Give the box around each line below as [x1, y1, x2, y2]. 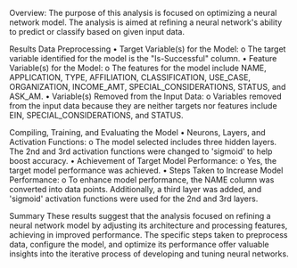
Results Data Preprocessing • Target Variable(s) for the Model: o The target [9, 44, 286, 54]
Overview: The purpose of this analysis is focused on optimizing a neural [9, 8, 277, 18]
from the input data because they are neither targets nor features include [9, 101, 278, 110]
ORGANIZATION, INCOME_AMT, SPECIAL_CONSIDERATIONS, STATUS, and [9, 82, 286, 92]
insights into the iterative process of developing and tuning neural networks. [9, 248, 289, 259]
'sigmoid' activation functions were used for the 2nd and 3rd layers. [9, 193, 259, 204]
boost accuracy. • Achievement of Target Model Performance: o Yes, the [9, 156, 277, 166]
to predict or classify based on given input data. [9, 27, 186, 37]
